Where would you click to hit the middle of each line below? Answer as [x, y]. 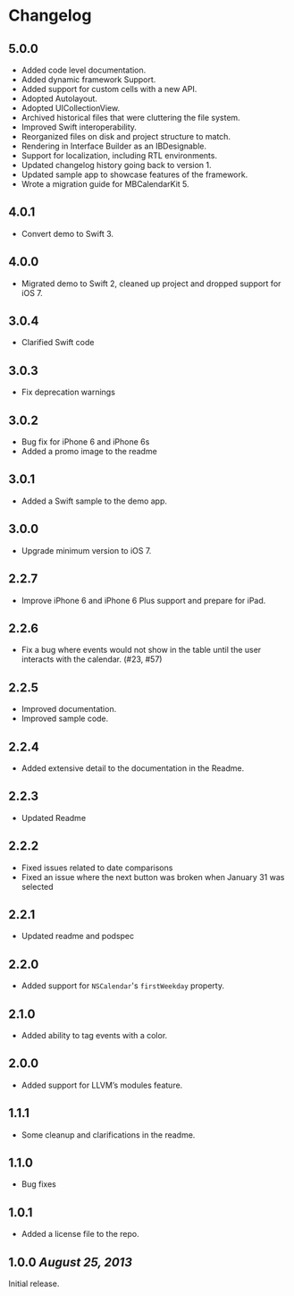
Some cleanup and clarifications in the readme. [108, 1135]
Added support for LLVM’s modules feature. [102, 1085]
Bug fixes [39, 1184]
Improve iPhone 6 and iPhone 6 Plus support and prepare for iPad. [143, 600]
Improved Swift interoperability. [79, 127]
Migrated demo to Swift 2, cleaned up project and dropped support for [151, 284]
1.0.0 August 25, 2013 [71, 1262]
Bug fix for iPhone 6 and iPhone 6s [85, 442]
